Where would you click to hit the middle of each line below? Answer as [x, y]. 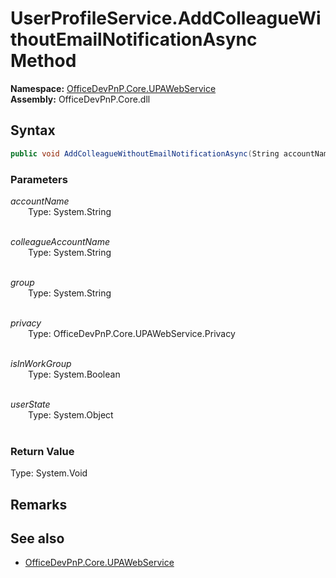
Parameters [39, 179]
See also [37, 538]
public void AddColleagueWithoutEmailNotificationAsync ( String [145, 153]
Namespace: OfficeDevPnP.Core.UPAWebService [113, 88]
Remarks [39, 504]
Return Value [42, 451]
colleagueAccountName [60, 241]
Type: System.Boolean [74, 374]
